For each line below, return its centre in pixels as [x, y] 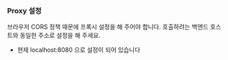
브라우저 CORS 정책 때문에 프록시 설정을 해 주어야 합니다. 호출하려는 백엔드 [108, 27]
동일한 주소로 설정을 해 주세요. [60, 35]
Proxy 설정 [24, 10]
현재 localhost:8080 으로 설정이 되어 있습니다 [79, 50]
